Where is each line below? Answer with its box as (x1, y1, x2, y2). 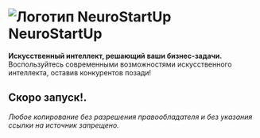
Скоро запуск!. (8, 91, 87, 105)
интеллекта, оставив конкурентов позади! (8, 67, 152, 77)
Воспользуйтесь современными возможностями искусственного (8, 59, 232, 69)
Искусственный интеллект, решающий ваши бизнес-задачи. (8, 51, 223, 60)
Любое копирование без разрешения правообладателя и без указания (8, 112, 253, 121)
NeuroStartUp (8, 25, 103, 43)
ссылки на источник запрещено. (8, 120, 119, 130)
